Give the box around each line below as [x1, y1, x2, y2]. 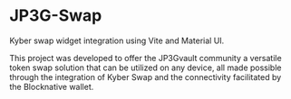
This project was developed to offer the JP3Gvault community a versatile [9, 52, 283, 63]
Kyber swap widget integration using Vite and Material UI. [9, 35, 225, 46]
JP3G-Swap [9, 5, 102, 26]
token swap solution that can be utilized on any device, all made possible [9, 62, 282, 73]
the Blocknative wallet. [9, 81, 94, 92]
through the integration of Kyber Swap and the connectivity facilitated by [9, 71, 282, 82]
